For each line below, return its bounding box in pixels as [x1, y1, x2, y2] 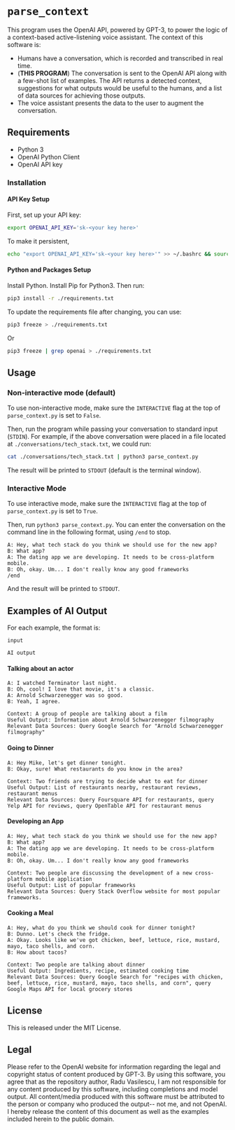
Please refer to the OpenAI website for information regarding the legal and [7, 1062, 221, 1071]
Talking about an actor [7, 664, 74, 672]
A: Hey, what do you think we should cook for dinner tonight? [7, 924, 196, 931]
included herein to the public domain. [7, 1115, 115, 1123]
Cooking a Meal [7, 909, 54, 917]
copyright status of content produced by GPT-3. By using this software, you [7, 1070, 226, 1078]
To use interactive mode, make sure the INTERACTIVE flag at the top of [7, 500, 207, 508]
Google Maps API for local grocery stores [7, 985, 133, 992]
